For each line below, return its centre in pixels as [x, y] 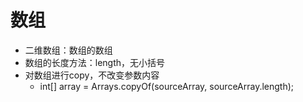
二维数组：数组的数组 [68, 50]
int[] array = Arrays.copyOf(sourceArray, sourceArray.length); [167, 86]
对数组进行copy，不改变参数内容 [92, 75]
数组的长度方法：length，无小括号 [95, 62]
